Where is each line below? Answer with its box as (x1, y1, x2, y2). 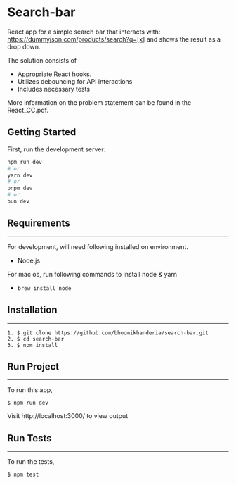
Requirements (7, 218, 70, 229)
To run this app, (7, 386, 53, 394)
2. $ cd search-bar (7, 335, 65, 342)
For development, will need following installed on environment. (7, 242, 188, 251)
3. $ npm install (7, 341, 58, 348)
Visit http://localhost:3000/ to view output (7, 412, 129, 420)
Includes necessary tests (17, 84, 90, 93)
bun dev (7, 198, 30, 205)
